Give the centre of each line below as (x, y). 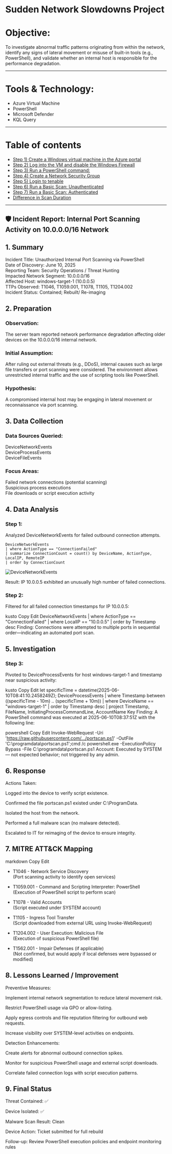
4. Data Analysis (32, 509)
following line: (20, 723)
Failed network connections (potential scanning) (56, 482)
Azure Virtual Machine (36, 103)
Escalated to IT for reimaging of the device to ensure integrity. (71, 833)
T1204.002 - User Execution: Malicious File (58, 933)
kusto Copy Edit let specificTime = (41, 690)
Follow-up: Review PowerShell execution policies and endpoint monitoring (83, 1142)
